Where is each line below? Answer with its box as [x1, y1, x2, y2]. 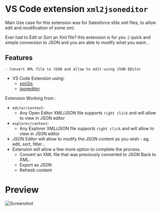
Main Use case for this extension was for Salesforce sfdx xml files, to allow [5, 20, 156, 25]
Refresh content [19, 167, 52, 173]
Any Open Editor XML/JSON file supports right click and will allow [19, 110, 157, 116]
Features [5, 54, 33, 62]
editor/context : [12, 104, 45, 111]
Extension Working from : [5, 95, 56, 101]
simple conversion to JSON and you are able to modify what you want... [5, 39, 150, 45]
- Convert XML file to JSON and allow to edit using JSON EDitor [5, 67, 141, 71]
